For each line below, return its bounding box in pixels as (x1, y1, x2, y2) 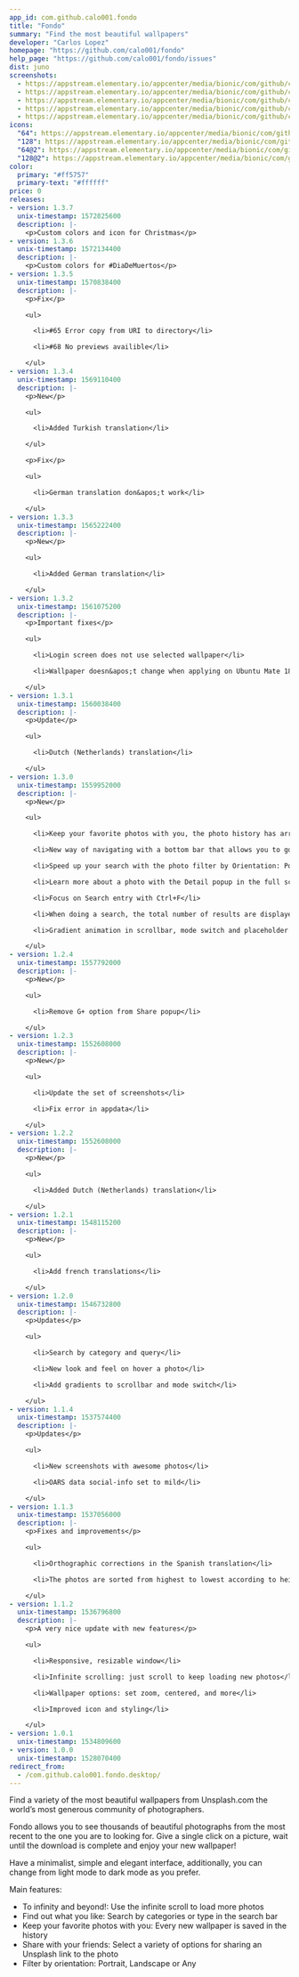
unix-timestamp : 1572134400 (17, 245, 122, 254)
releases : (9, 195, 46, 205)
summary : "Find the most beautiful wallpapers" (9, 29, 190, 38)
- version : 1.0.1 (9, 1729, 74, 1738)
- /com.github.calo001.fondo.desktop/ (17, 1770, 162, 1779)
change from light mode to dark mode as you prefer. (9, 1867, 201, 1878)
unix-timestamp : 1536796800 (17, 1608, 122, 1616)
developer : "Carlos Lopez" (9, 37, 109, 47)
